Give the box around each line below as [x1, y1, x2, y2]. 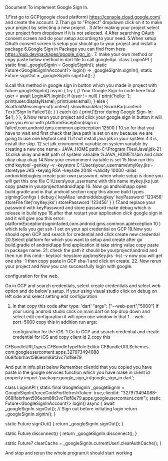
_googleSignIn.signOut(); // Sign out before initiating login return [5, 406, 137, 411]
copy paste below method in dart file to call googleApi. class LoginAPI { [5, 57, 152, 62]
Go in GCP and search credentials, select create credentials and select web [5, 283, 161, 289]
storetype [5, 167, 25, 173]
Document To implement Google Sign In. [5, 5, 88, 10]
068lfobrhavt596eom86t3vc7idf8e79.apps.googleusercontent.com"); [5, 395, 148, 401]
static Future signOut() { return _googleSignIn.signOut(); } [5, 421, 123, 426]
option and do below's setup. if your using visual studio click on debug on [5, 288, 157, 294]
